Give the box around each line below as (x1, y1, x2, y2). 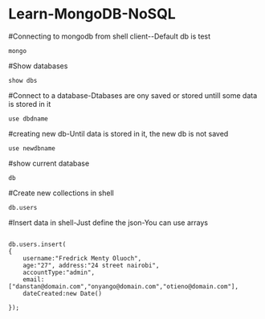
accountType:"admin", (22, 268, 95, 276)
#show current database (8, 158, 90, 168)
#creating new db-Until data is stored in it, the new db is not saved (8, 129, 229, 138)
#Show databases (8, 61, 68, 71)
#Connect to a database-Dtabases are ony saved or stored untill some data (8, 90, 258, 100)
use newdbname (8, 144, 56, 153)
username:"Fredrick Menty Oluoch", (22, 254, 142, 262)
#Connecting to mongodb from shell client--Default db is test (8, 31, 211, 41)
